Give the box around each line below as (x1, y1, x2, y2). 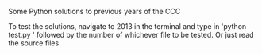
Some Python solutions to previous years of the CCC (8, 7, 181, 16)
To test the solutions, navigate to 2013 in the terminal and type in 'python (8, 22, 247, 31)
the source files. (8, 38, 61, 48)
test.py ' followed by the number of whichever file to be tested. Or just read (8, 31, 254, 39)
